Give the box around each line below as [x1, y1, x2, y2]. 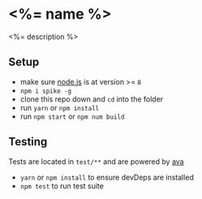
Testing [8, 135, 48, 149]
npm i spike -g [19, 87, 72, 95]
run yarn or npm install [19, 102, 100, 112]
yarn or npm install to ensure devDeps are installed [19, 172, 195, 182]
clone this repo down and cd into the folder [19, 94, 164, 104]
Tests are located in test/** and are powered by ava [8, 156, 184, 167]
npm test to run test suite [19, 180, 104, 191]
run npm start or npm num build [19, 111, 125, 121]
